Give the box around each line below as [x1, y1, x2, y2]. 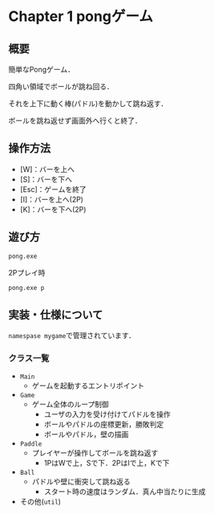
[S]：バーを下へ [19, 174, 72, 184]
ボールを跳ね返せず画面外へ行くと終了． [8, 116, 142, 125]
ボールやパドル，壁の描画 [43, 430, 129, 439]
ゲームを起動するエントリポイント [31, 381, 145, 390]
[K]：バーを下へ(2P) [19, 204, 87, 214]
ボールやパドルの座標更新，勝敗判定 [43, 419, 164, 430]
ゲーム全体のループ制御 [31, 399, 110, 410]
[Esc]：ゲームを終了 [19, 184, 87, 194]
